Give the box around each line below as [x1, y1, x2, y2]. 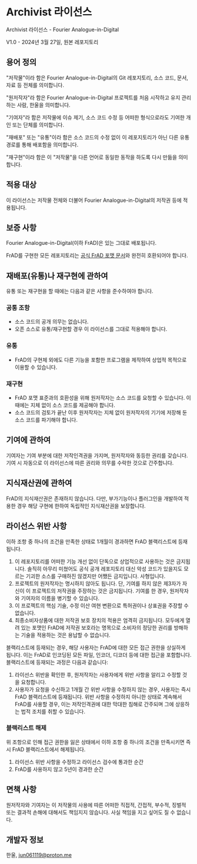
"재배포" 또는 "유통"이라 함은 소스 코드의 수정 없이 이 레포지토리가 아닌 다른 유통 [6, 134, 190, 141]
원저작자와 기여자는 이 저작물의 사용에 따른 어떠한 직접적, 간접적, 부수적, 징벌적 [6, 801, 186, 808]
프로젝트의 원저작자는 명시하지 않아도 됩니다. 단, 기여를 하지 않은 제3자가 [14, 580, 181, 587]
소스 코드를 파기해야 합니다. [14, 416, 78, 424]
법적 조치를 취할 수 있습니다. [21, 707, 85, 715]
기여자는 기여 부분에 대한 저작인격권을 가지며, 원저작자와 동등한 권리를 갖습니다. [6, 451, 188, 459]
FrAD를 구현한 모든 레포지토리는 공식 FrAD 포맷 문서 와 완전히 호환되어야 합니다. [6, 252, 188, 259]
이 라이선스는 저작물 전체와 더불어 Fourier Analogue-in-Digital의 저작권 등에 [6, 197, 182, 204]
